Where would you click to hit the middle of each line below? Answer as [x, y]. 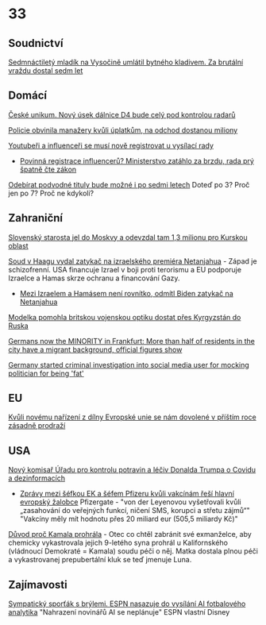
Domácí [28, 96]
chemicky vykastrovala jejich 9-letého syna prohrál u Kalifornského [118, 543]
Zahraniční [36, 218]
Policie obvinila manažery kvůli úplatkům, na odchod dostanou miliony [123, 130]
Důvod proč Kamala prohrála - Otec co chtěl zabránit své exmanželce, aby [130, 534]
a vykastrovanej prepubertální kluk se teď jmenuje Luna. [100, 560]
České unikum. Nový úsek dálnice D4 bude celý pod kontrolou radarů [122, 114]
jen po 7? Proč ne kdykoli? [51, 193]
